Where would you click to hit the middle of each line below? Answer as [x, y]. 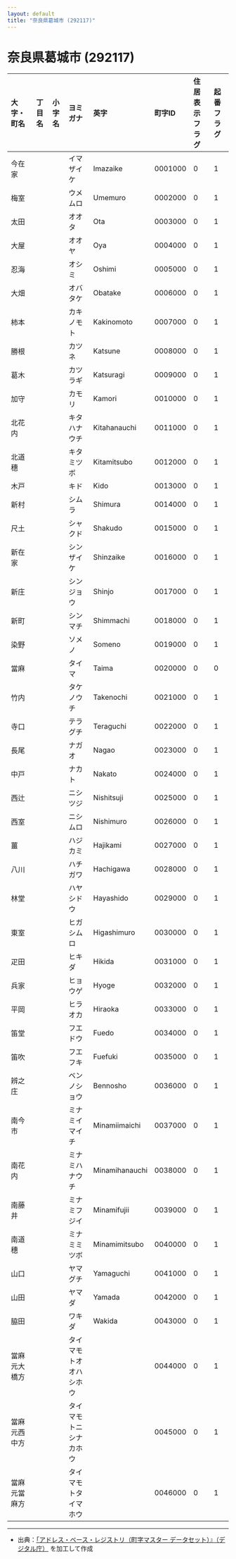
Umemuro [110, 198]
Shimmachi [111, 621]
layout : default [31, 14]
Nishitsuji [109, 798]
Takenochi [110, 697]
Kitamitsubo [113, 462]
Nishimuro [110, 822]
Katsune [107, 351]
